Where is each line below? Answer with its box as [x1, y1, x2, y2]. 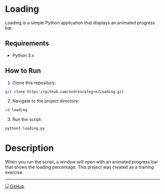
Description [5, 143, 54, 154]
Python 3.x [12, 52, 34, 58]
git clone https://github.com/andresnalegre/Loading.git [5, 89, 124, 94]
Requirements [5, 39, 49, 48]
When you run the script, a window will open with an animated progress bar [5, 159, 158, 165]
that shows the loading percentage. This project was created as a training [5, 164, 154, 170]
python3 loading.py [5, 126, 45, 131]
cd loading [5, 107, 27, 113]
